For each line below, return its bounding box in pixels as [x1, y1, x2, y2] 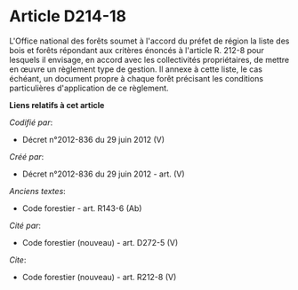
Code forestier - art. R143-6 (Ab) [21, 202, 142, 214]
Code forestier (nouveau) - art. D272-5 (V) [21, 237, 179, 247]
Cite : [9, 255, 27, 265]
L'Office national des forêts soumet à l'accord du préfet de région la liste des [9, 35, 290, 46]
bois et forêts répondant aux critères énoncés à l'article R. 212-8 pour [9, 44, 264, 55]
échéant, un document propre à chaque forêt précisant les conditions [9, 73, 264, 83]
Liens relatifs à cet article [9, 99, 105, 110]
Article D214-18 [9, 6, 127, 27]
